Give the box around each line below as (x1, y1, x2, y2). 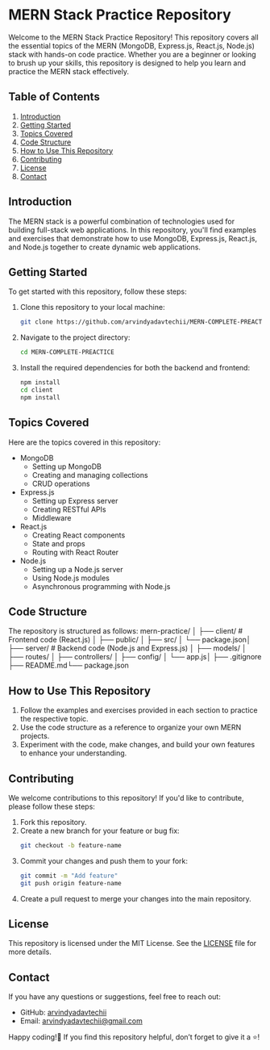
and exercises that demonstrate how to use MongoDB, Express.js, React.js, (8, 233, 258, 243)
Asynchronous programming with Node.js (31, 581, 171, 591)
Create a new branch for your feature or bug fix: (19, 826, 180, 835)
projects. (19, 731, 50, 741)
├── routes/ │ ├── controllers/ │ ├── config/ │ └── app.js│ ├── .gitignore (8, 652, 262, 662)
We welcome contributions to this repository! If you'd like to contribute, (8, 793, 244, 802)
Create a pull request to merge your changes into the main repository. (19, 893, 251, 903)
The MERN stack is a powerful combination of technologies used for (8, 216, 235, 226)
